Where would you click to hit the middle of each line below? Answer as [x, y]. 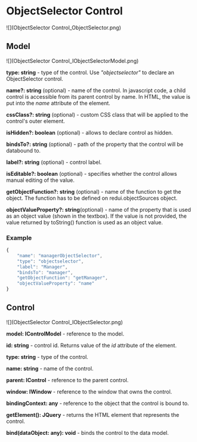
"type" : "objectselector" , [50, 261]
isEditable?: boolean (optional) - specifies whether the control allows [92, 173]
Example [19, 237]
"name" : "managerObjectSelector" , [60, 255]
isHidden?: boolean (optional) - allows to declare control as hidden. [90, 132]
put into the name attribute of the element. [58, 103]
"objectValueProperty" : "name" [56, 284]
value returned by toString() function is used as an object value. [84, 222]
